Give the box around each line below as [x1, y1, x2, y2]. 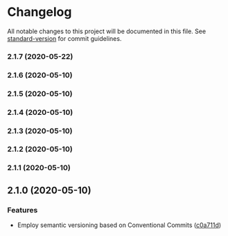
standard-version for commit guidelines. [7, 34, 122, 42]
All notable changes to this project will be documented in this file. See [7, 27, 207, 35]
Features [7, 205, 38, 215]
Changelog [7, 4, 72, 20]
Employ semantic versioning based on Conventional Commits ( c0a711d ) [17, 221, 222, 229]
